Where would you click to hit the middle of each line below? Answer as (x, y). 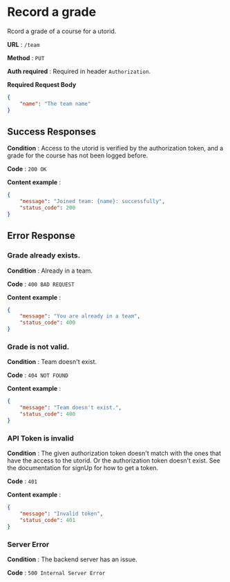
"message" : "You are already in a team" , (80, 316)
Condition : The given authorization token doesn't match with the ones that (114, 454)
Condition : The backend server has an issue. (72, 559)
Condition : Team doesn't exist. (52, 362)
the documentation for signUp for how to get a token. (83, 468)
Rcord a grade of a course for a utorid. (62, 31)
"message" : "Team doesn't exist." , (71, 408)
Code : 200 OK (27, 169)
